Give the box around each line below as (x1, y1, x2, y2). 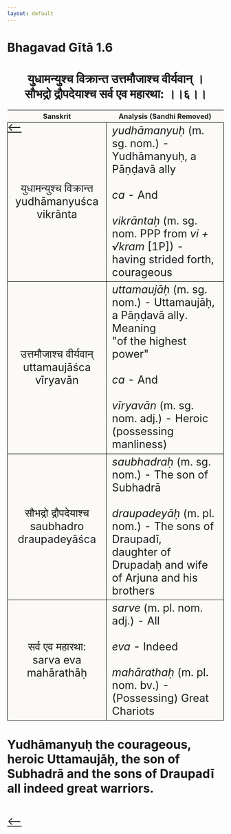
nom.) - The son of (111, 468, 208, 481)
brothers (111, 584, 155, 597)
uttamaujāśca (23, 360, 91, 374)
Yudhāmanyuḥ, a (111, 149, 197, 163)
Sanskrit (43, 111, 71, 121)
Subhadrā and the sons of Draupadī (7, 766, 214, 782)
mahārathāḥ (26, 666, 87, 679)
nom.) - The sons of (111, 519, 214, 533)
